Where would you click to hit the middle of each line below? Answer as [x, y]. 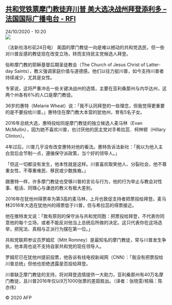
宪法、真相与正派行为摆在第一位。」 [56, 229]
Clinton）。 [16, 136]
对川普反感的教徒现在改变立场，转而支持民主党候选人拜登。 [68, 53]
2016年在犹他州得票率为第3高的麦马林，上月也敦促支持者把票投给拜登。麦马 [86, 199]
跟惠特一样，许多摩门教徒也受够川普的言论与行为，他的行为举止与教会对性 [84, 181]
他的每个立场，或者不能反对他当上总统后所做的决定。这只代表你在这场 [83, 222]
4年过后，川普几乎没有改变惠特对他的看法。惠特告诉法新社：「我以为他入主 [84, 147]
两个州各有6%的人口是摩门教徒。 [40, 94]
